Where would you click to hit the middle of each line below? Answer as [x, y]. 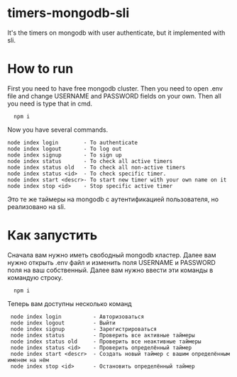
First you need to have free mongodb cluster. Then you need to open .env [115, 88]
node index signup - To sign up [65, 155]
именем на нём [28, 360]
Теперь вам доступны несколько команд [70, 303]
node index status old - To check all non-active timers [97, 167]
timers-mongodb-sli [68, 13]
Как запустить [53, 236]
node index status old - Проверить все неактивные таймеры [106, 342]
